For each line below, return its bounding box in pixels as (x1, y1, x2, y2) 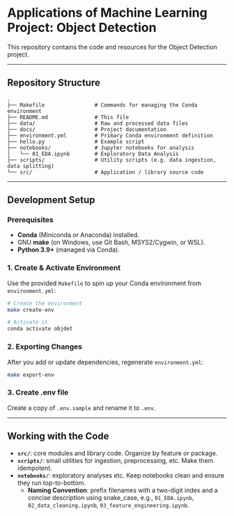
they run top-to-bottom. (17, 478, 86, 487)
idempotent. (17, 464, 52, 472)
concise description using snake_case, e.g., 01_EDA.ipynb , (27, 493, 194, 501)
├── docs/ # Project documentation (7, 126, 167, 133)
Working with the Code (7, 430, 109, 442)
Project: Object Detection (7, 20, 157, 36)
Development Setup (7, 194, 95, 206)
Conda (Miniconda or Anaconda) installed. (17, 231, 139, 239)
